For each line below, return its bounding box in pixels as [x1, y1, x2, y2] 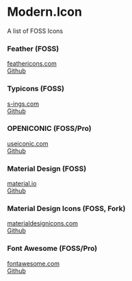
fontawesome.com [7, 259, 60, 267]
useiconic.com [7, 139, 49, 147]
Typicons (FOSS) [7, 84, 65, 93]
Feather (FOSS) [7, 44, 60, 53]
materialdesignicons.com [7, 219, 79, 228]
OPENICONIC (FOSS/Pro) [7, 124, 92, 134]
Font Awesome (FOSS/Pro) [7, 244, 98, 254]
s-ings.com [7, 99, 40, 108]
